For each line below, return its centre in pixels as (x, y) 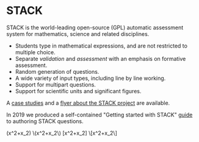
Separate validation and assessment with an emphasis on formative (100, 59)
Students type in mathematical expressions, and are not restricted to (101, 46)
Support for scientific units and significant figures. (78, 91)
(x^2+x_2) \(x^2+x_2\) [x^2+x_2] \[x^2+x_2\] (62, 133)
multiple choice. (35, 52)
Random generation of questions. (57, 71)
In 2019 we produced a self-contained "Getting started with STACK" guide (99, 115)
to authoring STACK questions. (45, 121)
